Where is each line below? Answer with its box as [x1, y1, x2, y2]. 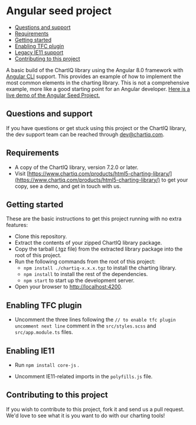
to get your [161, 176, 188, 183]
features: [6, 222, 28, 229]
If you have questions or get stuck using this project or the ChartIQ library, [6, 124, 187, 131]
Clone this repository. [14, 233, 67, 240]
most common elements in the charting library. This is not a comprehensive [6, 79, 190, 86]
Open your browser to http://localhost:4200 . [14, 283, 123, 290]
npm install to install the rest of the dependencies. [23, 271, 148, 278]
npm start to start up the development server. [23, 277, 135, 284]
